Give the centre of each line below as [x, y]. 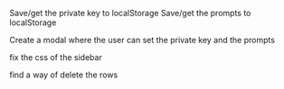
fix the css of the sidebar [56, 57]
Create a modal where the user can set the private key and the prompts [142, 40]
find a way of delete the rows [64, 75]
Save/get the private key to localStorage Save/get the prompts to [130, 13]
